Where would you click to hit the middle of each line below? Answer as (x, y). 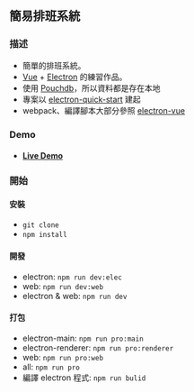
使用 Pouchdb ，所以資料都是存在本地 (91, 87)
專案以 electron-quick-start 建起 (81, 99)
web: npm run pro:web (63, 357)
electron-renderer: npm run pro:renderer (98, 347)
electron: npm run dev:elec (72, 277)
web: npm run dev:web (63, 286)
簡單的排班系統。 (54, 65)
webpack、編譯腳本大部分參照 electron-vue (104, 110)
